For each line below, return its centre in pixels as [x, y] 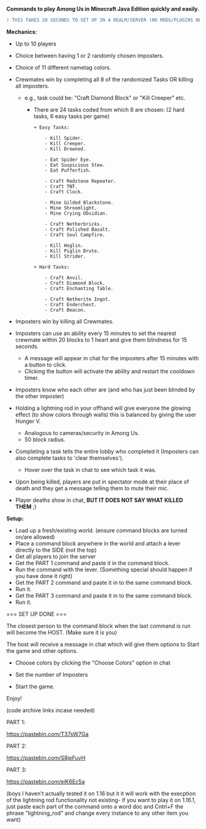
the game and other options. [42, 650]
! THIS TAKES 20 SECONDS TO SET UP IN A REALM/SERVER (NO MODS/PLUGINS [100, 20]
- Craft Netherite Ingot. [78, 299]
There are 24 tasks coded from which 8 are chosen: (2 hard [109, 109]
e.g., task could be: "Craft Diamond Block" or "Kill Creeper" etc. [105, 98]
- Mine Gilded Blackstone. [79, 202]
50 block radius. [45, 439]
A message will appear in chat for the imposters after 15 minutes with [112, 358]
